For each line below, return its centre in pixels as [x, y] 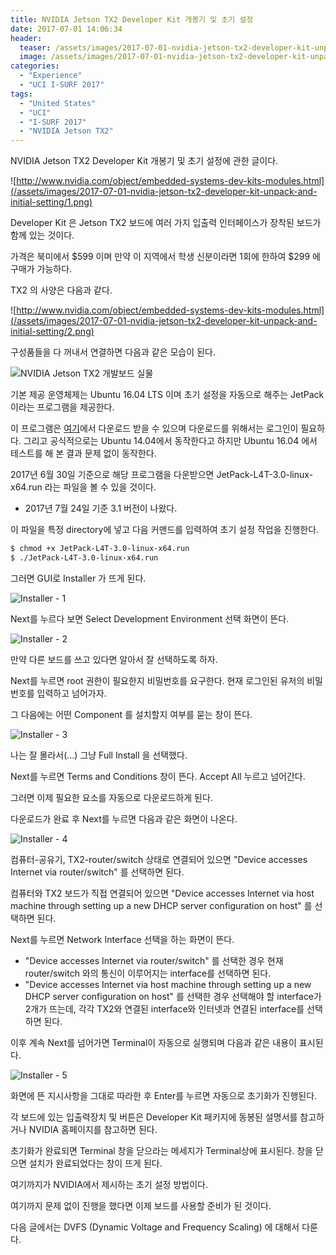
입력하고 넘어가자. [71, 693]
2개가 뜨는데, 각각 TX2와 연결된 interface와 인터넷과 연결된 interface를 [164, 1008]
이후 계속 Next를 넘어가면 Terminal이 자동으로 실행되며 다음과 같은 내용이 [153, 1042]
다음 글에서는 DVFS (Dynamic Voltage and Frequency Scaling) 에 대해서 [155, 1227]
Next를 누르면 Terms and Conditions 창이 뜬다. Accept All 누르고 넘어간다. [158, 776]
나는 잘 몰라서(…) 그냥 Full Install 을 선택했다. [99, 755]
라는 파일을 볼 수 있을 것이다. [100, 487]
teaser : [35, 47]
